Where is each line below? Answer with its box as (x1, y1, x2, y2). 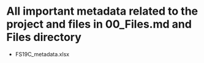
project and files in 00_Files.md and (6, 17, 192, 31)
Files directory (6, 31, 81, 44)
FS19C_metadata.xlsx (15, 50, 69, 57)
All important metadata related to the (6, 4, 198, 18)
